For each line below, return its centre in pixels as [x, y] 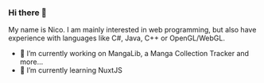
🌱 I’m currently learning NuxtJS [71, 70]
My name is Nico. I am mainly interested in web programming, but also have [132, 30]
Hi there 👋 [28, 13]
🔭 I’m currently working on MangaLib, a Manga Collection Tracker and [134, 54]
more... [31, 62]
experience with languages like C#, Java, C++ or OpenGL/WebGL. [116, 38]
